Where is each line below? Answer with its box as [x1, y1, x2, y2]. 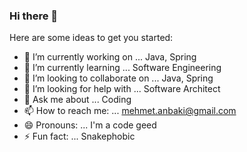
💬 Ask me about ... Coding [23, 94, 132, 106]
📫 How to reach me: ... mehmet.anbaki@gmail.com [23, 105, 237, 117]
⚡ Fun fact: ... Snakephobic [23, 130, 136, 143]
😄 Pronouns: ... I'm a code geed [23, 119, 157, 131]
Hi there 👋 [9, 9, 59, 23]
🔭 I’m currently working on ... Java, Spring [23, 51, 197, 63]
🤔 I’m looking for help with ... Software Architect [23, 83, 221, 95]
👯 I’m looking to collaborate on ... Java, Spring [23, 72, 214, 84]
